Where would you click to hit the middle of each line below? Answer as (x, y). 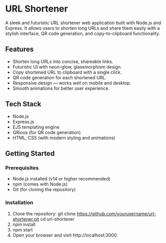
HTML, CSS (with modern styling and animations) (64, 138)
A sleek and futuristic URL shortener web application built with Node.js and (83, 23)
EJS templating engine (36, 127)
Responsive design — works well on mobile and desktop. (72, 83)
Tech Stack (23, 104)
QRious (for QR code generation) (47, 132)
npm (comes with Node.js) (40, 184)
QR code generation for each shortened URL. (60, 77)
